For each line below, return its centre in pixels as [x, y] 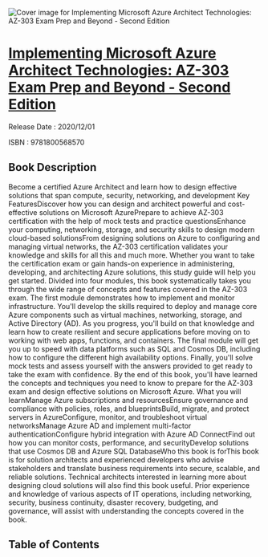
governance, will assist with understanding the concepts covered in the [126, 510]
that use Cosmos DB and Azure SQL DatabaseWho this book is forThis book [134, 451]
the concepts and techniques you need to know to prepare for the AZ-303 [131, 383]
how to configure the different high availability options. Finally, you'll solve [131, 357]
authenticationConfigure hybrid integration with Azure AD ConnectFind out [132, 434]
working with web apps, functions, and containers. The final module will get [134, 340]
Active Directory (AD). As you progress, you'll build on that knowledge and [132, 323]
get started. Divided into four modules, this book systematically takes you [130, 280]
